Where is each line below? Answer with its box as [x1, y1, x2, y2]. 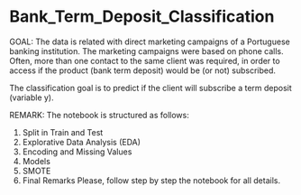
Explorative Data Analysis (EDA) [22, 136, 141, 147]
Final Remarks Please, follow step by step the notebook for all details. [22, 174, 281, 186]
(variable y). [9, 92, 54, 103]
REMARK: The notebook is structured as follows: [9, 109, 189, 120]
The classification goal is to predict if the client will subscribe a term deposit [9, 82, 293, 93]
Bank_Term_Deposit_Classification [9, 6, 275, 27]
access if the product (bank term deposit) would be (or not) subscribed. [9, 65, 277, 76]
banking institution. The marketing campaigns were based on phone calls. [9, 45, 284, 56]
